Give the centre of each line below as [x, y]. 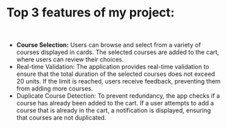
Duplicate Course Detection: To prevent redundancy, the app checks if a [118, 95]
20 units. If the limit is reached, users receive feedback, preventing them [118, 81]
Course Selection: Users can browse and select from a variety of [108, 44]
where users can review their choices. [70, 59]
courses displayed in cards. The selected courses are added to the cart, [118, 52]
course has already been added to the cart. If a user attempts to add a [115, 103]
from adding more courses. [55, 88]
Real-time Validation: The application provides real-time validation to [113, 66]
